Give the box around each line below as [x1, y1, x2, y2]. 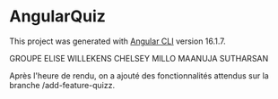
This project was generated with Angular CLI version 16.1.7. [9, 36, 226, 46]
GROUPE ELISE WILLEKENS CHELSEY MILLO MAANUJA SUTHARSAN [9, 53, 269, 63]
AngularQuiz [9, 6, 106, 27]
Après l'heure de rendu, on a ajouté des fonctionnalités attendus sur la [9, 70, 269, 81]
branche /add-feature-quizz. [9, 79, 116, 90]
